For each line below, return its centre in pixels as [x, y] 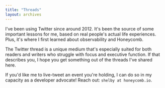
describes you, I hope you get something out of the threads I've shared [79, 59]
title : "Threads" [23, 10]
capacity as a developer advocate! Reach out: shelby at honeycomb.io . [79, 80]
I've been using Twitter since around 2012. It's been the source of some [80, 28]
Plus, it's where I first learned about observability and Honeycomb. [74, 39]
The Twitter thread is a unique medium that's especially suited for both [78, 49]
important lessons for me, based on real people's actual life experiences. [81, 34]
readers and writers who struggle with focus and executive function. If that [82, 54]
